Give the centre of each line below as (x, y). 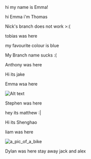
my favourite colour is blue (32, 46)
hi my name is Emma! (27, 7)
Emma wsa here (21, 84)
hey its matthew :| (23, 113)
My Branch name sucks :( (31, 55)
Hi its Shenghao (21, 122)
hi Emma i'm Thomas (26, 17)
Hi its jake (15, 74)
